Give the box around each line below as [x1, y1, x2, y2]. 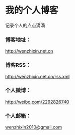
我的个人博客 [5, 5, 59, 16]
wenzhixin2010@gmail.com [5, 124, 62, 130]
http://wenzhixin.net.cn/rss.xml [5, 73, 70, 79]
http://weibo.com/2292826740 [5, 99, 69, 105]
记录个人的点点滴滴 [5, 22, 45, 28]
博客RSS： [5, 62, 31, 69]
